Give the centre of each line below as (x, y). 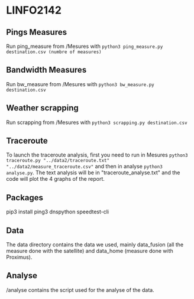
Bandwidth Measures (46, 70)
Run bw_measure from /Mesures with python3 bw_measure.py (80, 84)
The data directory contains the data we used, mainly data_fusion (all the (95, 245)
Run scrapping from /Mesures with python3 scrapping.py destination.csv (97, 122)
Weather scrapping (42, 108)
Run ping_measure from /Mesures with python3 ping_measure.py (85, 46)
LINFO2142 (34, 10)
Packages (25, 198)
